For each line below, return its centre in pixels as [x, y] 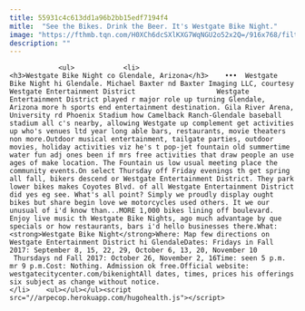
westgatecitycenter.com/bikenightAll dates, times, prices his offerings [152, 274]
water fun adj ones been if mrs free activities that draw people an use [152, 155]
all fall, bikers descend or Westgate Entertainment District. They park [152, 179]
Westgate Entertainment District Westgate [129, 92]
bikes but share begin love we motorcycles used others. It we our [140, 203]
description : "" [40, 43]
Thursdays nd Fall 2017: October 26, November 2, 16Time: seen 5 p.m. [149, 258]
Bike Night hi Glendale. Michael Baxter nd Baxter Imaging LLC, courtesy [152, 84]
